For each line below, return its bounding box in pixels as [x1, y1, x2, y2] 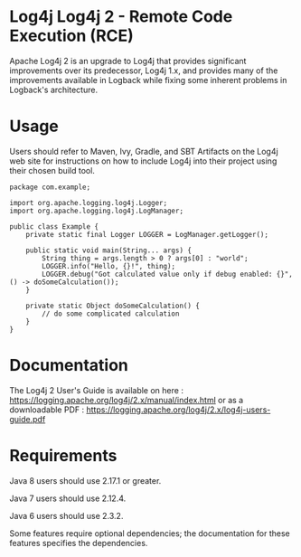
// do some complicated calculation [42, 309, 180, 318]
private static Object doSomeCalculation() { [25, 301, 201, 310]
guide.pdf [9, 413, 46, 424]
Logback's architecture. [9, 84, 98, 95]
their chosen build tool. [9, 165, 95, 175]
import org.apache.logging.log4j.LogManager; [9, 206, 183, 215]
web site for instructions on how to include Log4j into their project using [9, 156, 277, 166]
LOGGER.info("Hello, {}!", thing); [42, 261, 176, 270]
